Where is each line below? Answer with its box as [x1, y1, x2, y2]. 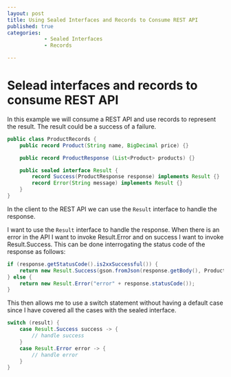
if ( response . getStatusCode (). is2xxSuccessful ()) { [7, 261, 158, 268]
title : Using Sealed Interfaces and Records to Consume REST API [7, 17, 198, 23]
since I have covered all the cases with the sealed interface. [7, 306, 177, 314]
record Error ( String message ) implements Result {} [32, 180, 184, 186]
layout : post [7, 10, 45, 17]
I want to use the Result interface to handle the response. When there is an [7, 225, 220, 234]
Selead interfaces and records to [7, 78, 198, 94]
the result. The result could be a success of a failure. [7, 122, 157, 131]
